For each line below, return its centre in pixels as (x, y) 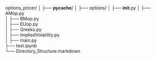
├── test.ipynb (21, 46)
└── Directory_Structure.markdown (43, 51)
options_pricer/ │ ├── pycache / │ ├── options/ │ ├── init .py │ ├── (78, 8)
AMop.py (15, 13)
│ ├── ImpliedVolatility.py (33, 35)
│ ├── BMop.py (22, 19)
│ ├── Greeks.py (23, 29)
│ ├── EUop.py (22, 24)
